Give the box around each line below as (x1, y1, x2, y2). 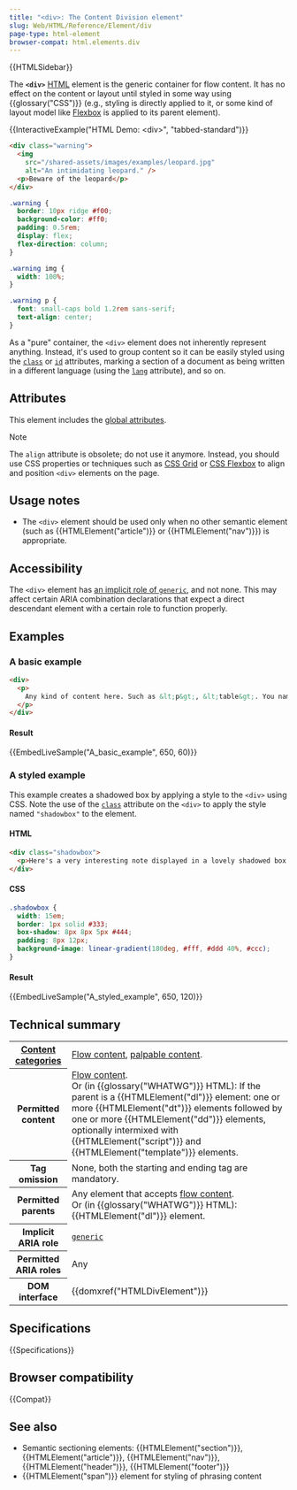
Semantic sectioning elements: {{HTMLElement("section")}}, (21, 1443, 243, 1454)
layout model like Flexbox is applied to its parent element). (9, 107, 221, 118)
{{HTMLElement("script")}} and (71, 1135, 202, 1148)
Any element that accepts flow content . (71, 1187, 234, 1200)
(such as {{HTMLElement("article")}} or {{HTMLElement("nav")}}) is (21, 526, 270, 536)
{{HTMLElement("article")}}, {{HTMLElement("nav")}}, (21, 1452, 221, 1463)
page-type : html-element (9, 29, 101, 38)
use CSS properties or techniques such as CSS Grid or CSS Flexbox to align (9, 457, 286, 469)
